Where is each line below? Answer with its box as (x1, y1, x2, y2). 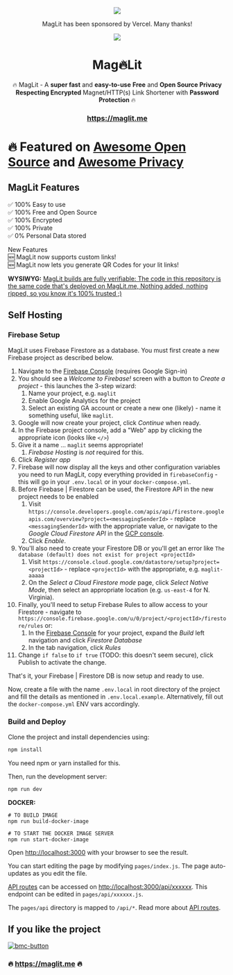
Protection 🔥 (98, 95, 136, 103)
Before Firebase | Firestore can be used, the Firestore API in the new (17, 485, 214, 493)
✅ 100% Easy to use (8, 200, 66, 208)
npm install (8, 746, 42, 753)
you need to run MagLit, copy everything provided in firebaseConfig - (17, 470, 218, 478)
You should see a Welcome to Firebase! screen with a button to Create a (17, 374, 225, 383)
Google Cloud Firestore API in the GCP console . (28, 529, 165, 537)
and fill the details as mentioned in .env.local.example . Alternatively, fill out (8, 692, 224, 701)
